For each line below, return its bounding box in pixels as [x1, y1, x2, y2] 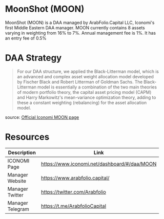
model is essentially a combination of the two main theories [37, 84, 157, 90]
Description [8, 149, 36, 156]
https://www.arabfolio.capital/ [41, 175, 110, 181]
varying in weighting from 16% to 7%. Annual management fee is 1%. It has [5, 30, 156, 36]
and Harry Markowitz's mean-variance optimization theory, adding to [17, 94, 156, 100]
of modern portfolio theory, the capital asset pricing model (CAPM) [17, 89, 152, 95]
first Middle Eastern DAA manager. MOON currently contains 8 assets [5, 24, 145, 30]
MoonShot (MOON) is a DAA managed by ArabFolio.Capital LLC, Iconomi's [5, 20, 155, 25]
